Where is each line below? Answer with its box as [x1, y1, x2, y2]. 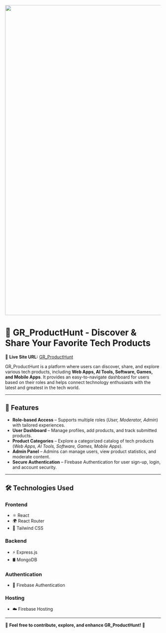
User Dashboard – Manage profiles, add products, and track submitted [12, 427, 157, 433]
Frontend [5, 501, 28, 508]
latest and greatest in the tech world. [5, 384, 80, 390]
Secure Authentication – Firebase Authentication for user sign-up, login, [12, 459, 161, 465]
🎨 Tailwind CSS [12, 525, 43, 531]
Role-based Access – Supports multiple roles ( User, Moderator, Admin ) [12, 417, 158, 423]
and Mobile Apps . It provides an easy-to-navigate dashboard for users [5, 374, 150, 380]
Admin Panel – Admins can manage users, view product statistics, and [12, 448, 157, 454]
